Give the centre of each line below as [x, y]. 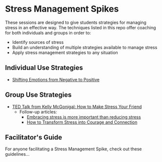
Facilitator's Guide [34, 137]
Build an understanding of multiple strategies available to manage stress [85, 47]
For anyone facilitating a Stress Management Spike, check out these [74, 149]
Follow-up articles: [38, 112]
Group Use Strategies [38, 95]
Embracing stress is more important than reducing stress [84, 117]
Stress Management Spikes [62, 9]
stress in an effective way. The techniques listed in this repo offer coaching [81, 27]
